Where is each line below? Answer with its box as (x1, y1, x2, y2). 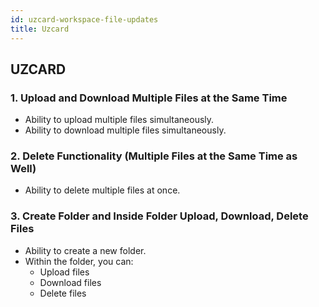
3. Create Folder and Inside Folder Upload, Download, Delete (10, 209, 309, 223)
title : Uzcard (10, 24, 70, 34)
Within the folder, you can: (24, 255, 134, 267)
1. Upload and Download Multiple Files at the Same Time (10, 91, 288, 105)
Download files (39, 276, 102, 288)
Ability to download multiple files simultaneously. (24, 124, 227, 136)
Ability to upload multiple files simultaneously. (24, 114, 215, 126)
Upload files (39, 266, 90, 278)
